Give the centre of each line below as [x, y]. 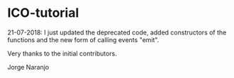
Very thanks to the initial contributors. [62, 53]
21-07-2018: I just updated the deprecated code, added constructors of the [117, 32]
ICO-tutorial [43, 13]
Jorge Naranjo [28, 67]
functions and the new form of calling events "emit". [83, 39]
